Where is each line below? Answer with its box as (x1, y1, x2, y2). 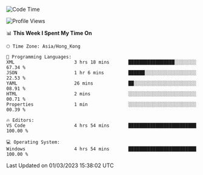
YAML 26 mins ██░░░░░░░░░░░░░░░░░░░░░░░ (6, 80, 197, 86)
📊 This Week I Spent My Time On (6, 30, 92, 36)
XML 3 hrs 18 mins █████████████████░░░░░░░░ (6, 59, 197, 65)
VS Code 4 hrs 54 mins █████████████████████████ (6, 122, 197, 129)
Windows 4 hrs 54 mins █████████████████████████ (6, 146, 197, 152)
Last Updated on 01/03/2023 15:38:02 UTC (6, 162, 114, 169)
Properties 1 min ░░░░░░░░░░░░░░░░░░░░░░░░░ (6, 101, 197, 107)
